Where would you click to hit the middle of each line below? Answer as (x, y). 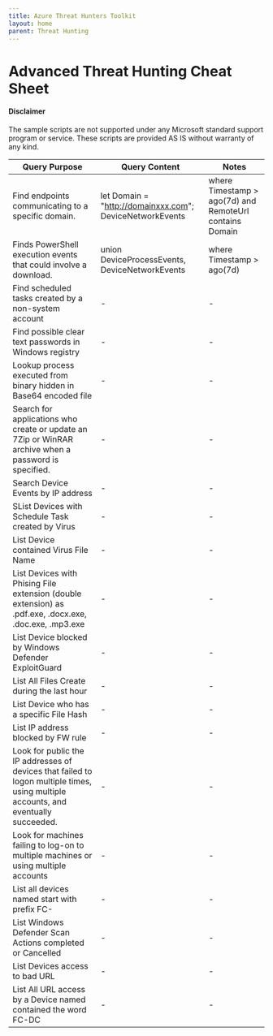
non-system (37, 308)
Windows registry (46, 352)
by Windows (36, 647)
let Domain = (125, 196)
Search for (32, 408)
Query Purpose (52, 166)
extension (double (47, 594)
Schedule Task (41, 516)
